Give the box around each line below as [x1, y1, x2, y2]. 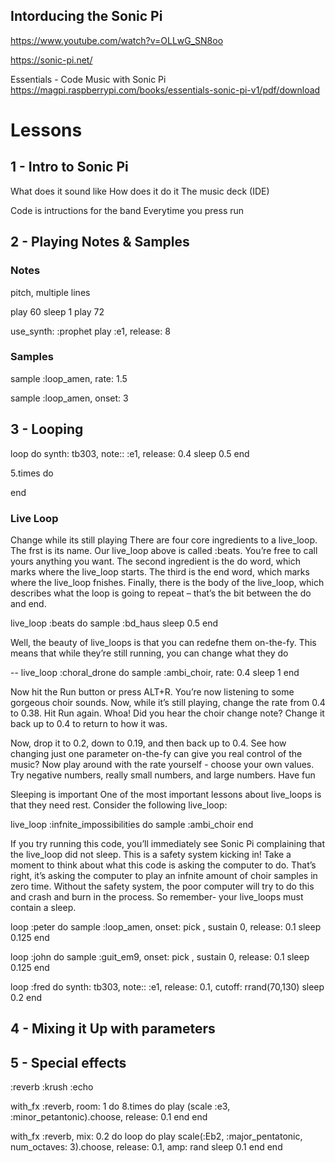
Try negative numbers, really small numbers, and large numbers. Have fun [10, 769, 316, 781]
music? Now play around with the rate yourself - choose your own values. [10, 758, 315, 770]
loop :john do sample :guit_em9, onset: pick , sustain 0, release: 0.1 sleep [10, 950, 310, 963]
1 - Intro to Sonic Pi [10, 159, 129, 176]
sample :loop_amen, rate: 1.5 [10, 372, 128, 384]
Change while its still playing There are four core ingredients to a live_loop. [10, 534, 318, 546]
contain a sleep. [10, 901, 77, 913]
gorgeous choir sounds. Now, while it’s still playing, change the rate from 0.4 [10, 696, 326, 708]
